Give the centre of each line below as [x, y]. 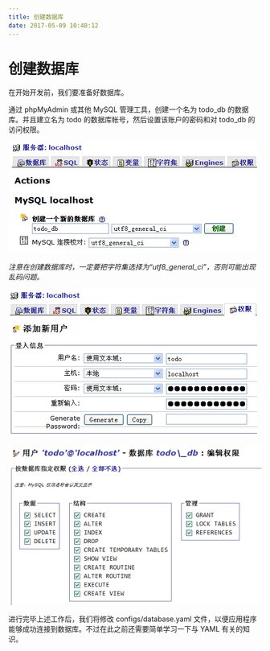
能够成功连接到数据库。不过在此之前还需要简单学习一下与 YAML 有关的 [126, 628]
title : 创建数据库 [36, 17]
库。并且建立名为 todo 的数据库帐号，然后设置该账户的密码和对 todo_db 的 [132, 120]
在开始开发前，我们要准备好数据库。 [68, 93]
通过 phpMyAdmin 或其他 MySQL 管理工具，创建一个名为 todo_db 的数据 [129, 109]
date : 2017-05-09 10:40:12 [53, 25]
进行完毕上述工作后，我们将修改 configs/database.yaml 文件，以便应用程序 [133, 619]
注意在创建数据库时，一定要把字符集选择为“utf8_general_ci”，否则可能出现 [132, 267]
